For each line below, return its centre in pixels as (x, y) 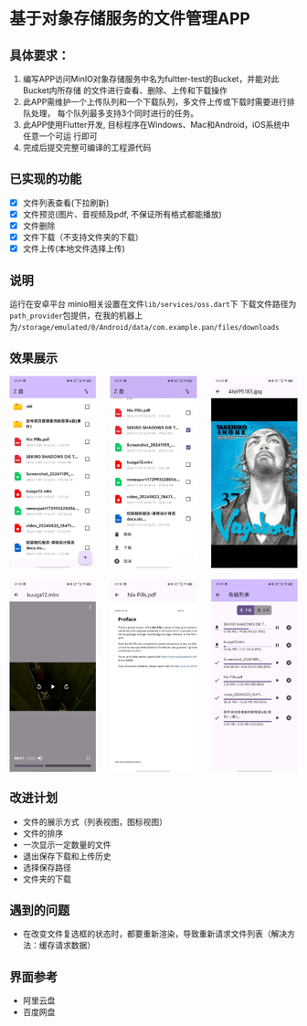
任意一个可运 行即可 (60, 136)
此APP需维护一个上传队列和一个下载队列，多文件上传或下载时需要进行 (155, 102)
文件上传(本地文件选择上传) (74, 249)
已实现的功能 (46, 179)
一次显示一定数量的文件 (67, 844)
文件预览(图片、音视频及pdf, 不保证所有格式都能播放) (122, 214)
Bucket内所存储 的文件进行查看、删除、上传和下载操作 (125, 90)
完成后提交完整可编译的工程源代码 (87, 148)
